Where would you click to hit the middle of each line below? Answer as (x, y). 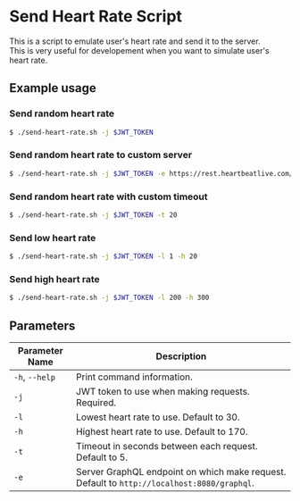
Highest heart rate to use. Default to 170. (162, 432)
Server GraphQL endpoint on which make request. (181, 472)
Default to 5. (101, 457)
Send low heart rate (53, 238)
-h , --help (35, 377)
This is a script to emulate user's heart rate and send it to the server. (135, 41)
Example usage (53, 88)
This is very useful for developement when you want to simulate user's (139, 50)
